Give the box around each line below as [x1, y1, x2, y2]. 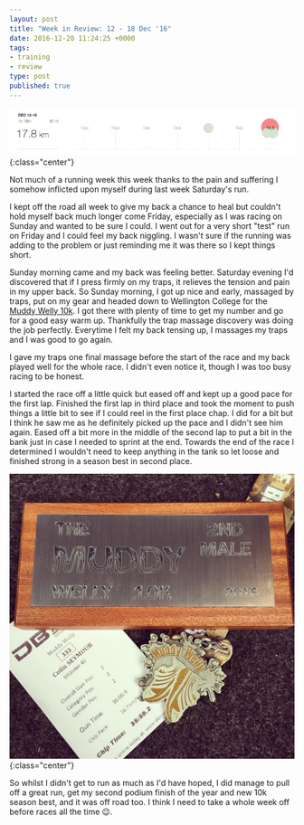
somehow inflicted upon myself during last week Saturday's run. [9, 184, 250, 194]
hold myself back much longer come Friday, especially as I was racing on [9, 211, 283, 222]
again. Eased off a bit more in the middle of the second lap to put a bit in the [9, 426, 292, 438]
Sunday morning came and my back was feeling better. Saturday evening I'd [9, 267, 294, 278]
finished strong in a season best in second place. [9, 455, 193, 466]
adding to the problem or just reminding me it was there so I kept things [9, 240, 276, 251]
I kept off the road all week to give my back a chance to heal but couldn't [9, 201, 281, 212]
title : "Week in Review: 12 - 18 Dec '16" [9, 24, 172, 33]
